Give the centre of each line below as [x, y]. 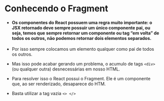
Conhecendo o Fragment [57, 9]
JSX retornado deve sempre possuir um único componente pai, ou [81, 28]
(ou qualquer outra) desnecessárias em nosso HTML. [66, 69]
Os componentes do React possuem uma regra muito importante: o [82, 22]
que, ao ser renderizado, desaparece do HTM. [59, 84]
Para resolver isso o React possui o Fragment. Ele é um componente [81, 79]
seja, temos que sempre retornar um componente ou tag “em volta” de [85, 33]
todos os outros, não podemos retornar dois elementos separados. [82, 38]
